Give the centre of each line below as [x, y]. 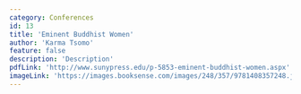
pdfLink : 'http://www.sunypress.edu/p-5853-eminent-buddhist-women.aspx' [150, 68]
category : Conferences [52, 17]
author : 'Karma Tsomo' [52, 43]
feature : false [38, 51]
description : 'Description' [62, 59]
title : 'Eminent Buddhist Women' [72, 34]
